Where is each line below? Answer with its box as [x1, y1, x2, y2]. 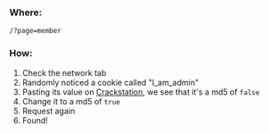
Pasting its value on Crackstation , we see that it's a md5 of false [21, 87, 260, 97]
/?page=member [9, 27, 62, 36]
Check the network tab [21, 67, 107, 78]
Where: [9, 6, 43, 19]
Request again [21, 105, 76, 116]
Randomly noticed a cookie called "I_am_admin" [21, 77, 199, 87]
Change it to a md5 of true [21, 96, 120, 106]
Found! [21, 114, 49, 126]
